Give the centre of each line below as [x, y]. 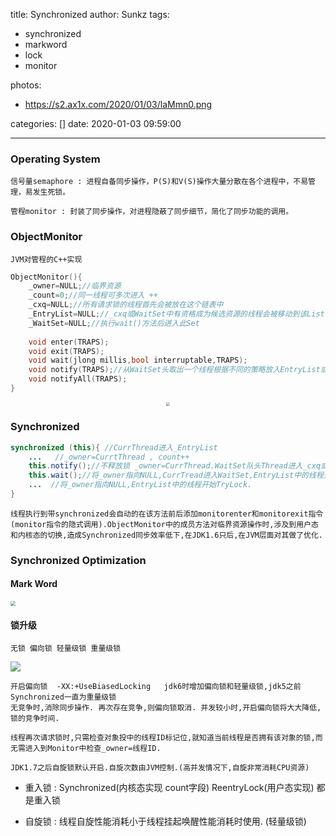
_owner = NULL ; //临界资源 [75, 286]
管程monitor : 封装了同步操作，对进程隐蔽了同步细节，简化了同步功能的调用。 [152, 212]
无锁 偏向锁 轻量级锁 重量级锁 [66, 649]
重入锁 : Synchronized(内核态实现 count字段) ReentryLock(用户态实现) [169, 788]
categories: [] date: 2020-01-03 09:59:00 [96, 123]
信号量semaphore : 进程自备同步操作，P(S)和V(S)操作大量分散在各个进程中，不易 [159, 182]
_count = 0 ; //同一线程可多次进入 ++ [93, 295]
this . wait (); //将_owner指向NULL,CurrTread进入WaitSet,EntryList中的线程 [176, 475]
